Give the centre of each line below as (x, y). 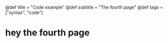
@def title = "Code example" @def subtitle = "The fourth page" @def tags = (84, 7)
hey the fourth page (48, 33)
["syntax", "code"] (24, 12)
